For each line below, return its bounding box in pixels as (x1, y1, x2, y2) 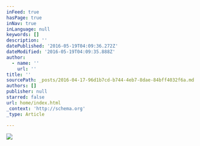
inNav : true (6, 20, 36, 26)
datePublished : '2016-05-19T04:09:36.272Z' (6, 43, 119, 49)
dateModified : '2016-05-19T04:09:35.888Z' (6, 49, 116, 55)
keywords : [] (6, 32, 40, 38)
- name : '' (12, 60, 40, 66)
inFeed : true (6, 9, 40, 15)
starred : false (6, 94, 45, 100)
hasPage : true (6, 15, 43, 21)
